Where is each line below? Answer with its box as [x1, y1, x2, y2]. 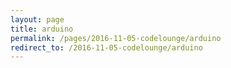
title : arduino [10, 24, 74, 34]
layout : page [10, 14, 65, 25]
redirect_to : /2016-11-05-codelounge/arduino [10, 42, 203, 53]
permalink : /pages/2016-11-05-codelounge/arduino [10, 33, 222, 43]
